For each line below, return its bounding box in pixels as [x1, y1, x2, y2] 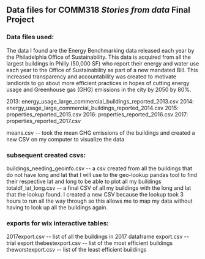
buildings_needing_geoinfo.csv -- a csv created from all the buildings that [6, 165, 193, 172]
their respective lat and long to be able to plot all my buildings [6, 178, 162, 185]
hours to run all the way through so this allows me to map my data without [6, 197, 193, 205]
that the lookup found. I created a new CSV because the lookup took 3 [6, 190, 184, 198]
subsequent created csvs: [6, 151, 86, 159]
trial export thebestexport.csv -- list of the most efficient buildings [6, 239, 173, 247]
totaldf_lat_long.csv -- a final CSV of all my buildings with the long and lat [6, 184, 192, 192]
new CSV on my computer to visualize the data [6, 135, 125, 143]
